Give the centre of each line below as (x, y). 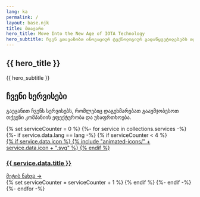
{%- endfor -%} (26, 189)
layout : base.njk (28, 23)
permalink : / (22, 17)
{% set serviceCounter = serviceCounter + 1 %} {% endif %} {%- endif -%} (99, 182)
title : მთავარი (25, 28)
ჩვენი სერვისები (37, 97)
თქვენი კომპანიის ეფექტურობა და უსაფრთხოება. (69, 117)
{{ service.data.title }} (39, 163)
